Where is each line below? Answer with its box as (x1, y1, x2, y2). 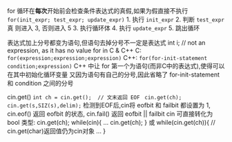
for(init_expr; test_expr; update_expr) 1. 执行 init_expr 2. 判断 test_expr (7, 15, 224, 23)
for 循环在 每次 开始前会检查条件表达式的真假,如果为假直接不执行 (7, 7, 188, 14)
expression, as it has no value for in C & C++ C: (7, 46, 142, 54)
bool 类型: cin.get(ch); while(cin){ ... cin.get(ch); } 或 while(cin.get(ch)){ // (7, 119, 215, 126)
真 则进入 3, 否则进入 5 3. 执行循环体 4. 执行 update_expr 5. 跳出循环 (7, 24, 200, 32)
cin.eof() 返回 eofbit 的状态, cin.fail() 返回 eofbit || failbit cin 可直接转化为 (7, 110, 213, 118)
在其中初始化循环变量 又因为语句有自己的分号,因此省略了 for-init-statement (7, 70, 220, 79)
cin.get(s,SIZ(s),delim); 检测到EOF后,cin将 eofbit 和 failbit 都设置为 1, (7, 101, 211, 109)
